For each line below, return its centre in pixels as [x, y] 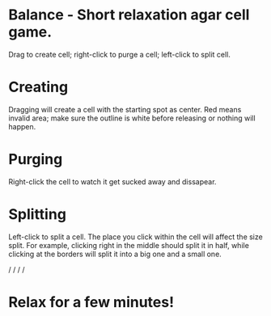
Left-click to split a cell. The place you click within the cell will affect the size [135, 237]
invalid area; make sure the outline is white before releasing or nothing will [132, 118]
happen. [22, 126]
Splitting [38, 214]
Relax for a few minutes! [91, 302]
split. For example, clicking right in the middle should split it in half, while [129, 245]
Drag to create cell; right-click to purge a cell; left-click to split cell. [119, 54]
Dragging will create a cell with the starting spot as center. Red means [125, 109]
